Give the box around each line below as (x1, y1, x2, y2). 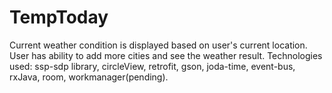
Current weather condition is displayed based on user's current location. (9, 39, 308, 51)
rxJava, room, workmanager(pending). (9, 71, 169, 83)
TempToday (9, 6, 109, 29)
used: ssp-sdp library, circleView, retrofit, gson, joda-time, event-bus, (9, 60, 296, 72)
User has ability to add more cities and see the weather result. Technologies (9, 49, 323, 61)
